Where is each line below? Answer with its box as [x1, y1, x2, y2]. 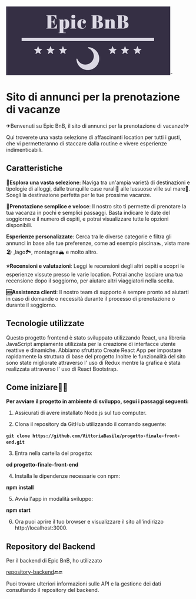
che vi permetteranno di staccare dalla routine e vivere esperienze [6, 139, 167, 147]
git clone [6, 433, 31, 439]
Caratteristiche [6, 163, 63, 174]
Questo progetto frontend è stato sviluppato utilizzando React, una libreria [6, 334, 186, 341]
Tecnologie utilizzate [6, 318, 85, 328]
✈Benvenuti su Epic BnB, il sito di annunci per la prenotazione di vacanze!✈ [6, 122, 190, 129]
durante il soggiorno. [6, 301, 57, 308]
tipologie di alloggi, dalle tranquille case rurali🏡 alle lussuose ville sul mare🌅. [6, 185, 190, 192]
